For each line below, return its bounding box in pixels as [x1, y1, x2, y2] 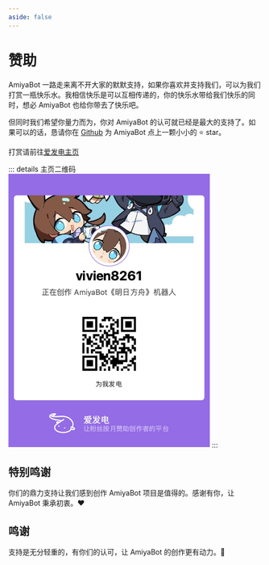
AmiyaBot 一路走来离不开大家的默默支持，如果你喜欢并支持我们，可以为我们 [8, 79, 262, 89]
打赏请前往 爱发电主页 [8, 146, 79, 157]
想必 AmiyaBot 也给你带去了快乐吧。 [22, 99, 143, 109]
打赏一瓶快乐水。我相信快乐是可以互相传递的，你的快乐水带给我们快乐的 [8, 90, 248, 99]
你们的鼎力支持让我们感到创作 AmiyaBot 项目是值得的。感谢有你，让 [8, 488, 235, 498]
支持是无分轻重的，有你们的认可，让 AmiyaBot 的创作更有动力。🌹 [8, 547, 226, 557]
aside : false [8, 13, 52, 21]
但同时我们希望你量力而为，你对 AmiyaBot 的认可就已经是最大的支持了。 [8, 117, 249, 127]
